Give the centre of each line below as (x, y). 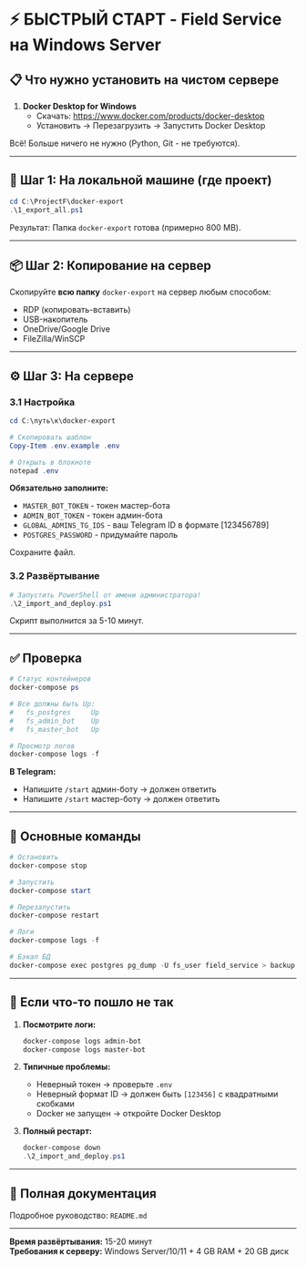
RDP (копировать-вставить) (76, 310)
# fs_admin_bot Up (55, 721)
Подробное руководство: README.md (78, 1215)
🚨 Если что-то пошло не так (92, 1002)
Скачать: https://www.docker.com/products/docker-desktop (150, 116)
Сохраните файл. (42, 552)
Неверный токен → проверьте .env (104, 1085)
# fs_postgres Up (55, 712)
